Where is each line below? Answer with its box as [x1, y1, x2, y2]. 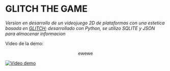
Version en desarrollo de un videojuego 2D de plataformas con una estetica [5, 20, 165, 26]
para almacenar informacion [5, 30, 66, 37]
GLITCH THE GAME [5, 3, 88, 15]
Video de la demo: [5, 40, 44, 46]
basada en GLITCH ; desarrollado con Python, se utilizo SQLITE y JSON [5, 25, 155, 31]
